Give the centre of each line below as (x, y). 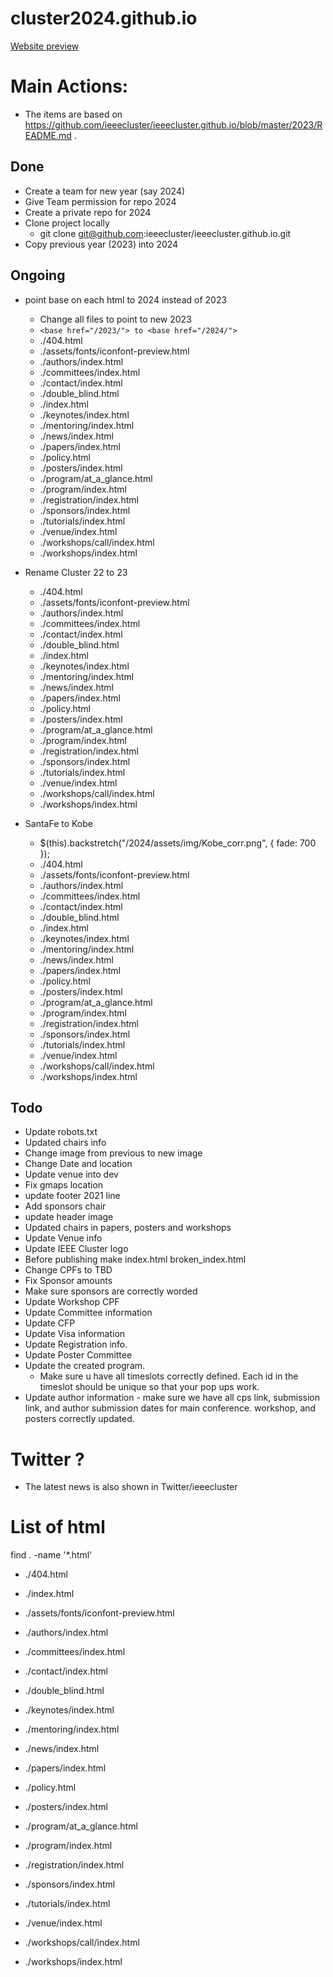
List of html (58, 1527)
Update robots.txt (61, 1132)
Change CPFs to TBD (68, 1270)
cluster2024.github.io (104, 18)
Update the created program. (85, 1366)
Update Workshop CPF (72, 1302)
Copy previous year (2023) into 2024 (101, 244)
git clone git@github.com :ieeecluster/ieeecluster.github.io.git (165, 233)
